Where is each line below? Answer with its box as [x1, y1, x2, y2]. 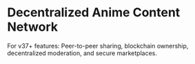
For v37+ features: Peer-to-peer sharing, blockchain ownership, [7, 42, 189, 50]
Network [7, 19, 59, 35]
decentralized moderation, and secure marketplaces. [7, 49, 157, 57]
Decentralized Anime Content [7, 5, 181, 20]
